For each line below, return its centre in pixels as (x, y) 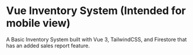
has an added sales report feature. (48, 46)
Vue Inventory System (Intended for (96, 11)
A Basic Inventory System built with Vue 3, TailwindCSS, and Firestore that (97, 39)
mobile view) (38, 23)
